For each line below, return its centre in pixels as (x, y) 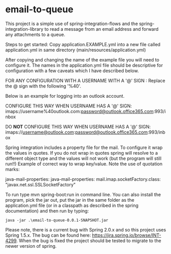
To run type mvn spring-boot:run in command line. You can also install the (83, 194)
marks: (13, 169)
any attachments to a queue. (35, 34)
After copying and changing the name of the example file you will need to (82, 59)
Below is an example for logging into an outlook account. (65, 96)
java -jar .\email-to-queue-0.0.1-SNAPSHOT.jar (57, 220)
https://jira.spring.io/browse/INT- (127, 235)
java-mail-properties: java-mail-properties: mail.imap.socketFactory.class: (83, 179)
